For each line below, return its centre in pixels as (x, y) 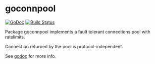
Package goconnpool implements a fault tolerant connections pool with (78, 32)
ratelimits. (15, 37)
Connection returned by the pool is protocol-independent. (64, 46)
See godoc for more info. (31, 56)
